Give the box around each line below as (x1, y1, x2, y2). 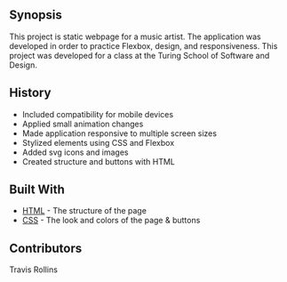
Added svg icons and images (21, 147, 129, 157)
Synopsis (9, 7, 62, 23)
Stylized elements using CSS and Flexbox (21, 137, 175, 148)
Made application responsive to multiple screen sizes (21, 127, 218, 139)
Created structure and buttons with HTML (21, 156, 176, 166)
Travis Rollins (9, 264, 58, 275)
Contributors (9, 240, 83, 255)
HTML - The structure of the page (21, 205, 147, 216)
